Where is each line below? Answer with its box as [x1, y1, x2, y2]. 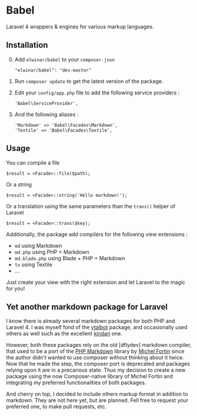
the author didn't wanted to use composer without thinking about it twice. [6, 354, 184, 361]
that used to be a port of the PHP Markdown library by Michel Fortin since [6, 348, 185, 355]
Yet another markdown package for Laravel [6, 302, 168, 312]
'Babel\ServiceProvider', [14, 100, 78, 106]
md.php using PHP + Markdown [14, 248, 89, 256]
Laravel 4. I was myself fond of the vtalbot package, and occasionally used [6, 324, 188, 331]
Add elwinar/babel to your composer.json [14, 55, 115, 63]
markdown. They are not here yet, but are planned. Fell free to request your [6, 397, 189, 404]
